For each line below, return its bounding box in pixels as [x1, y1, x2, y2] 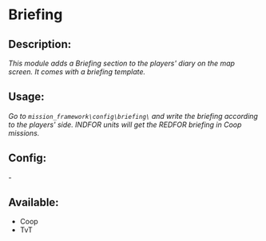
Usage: [8, 90, 46, 104]
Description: [8, 38, 72, 51]
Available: [8, 196, 59, 209]
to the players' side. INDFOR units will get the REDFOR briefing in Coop [8, 120, 242, 129]
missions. [8, 128, 40, 137]
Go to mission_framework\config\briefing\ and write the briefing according [8, 111, 258, 120]
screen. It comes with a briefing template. [8, 67, 146, 77]
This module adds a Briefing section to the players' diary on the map [8, 58, 236, 68]
